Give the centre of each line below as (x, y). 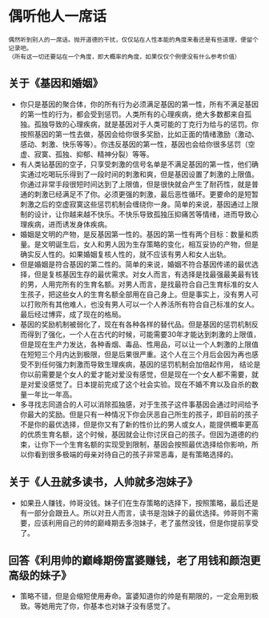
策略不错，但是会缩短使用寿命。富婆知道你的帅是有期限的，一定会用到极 (139, 596)
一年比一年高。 (52, 394)
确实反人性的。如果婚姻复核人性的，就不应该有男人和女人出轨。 (125, 254)
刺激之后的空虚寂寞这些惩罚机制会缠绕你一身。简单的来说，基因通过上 (136, 204)
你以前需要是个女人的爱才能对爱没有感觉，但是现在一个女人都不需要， (136, 374)
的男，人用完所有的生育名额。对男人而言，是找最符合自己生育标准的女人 (139, 284)
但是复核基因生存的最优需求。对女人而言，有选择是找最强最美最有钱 (146, 274)
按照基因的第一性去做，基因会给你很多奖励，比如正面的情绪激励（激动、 (139, 134)
